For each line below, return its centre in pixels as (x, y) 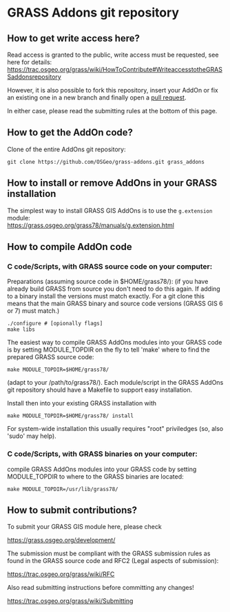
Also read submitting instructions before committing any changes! (101, 588)
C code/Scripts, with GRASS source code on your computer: (110, 266)
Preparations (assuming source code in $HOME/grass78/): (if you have (108, 282)
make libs (21, 329)
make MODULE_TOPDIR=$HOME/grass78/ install (71, 416)
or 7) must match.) (33, 311)
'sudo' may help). (32, 436)
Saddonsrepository (34, 77)
